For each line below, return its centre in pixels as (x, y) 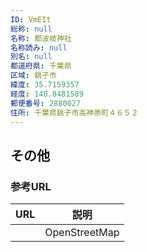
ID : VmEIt (31, 19)
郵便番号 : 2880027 (46, 103)
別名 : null (31, 57)
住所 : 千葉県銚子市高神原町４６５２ (74, 112)
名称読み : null (39, 47)
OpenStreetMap (82, 233)
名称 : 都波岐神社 (41, 38)
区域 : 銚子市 (33, 76)
